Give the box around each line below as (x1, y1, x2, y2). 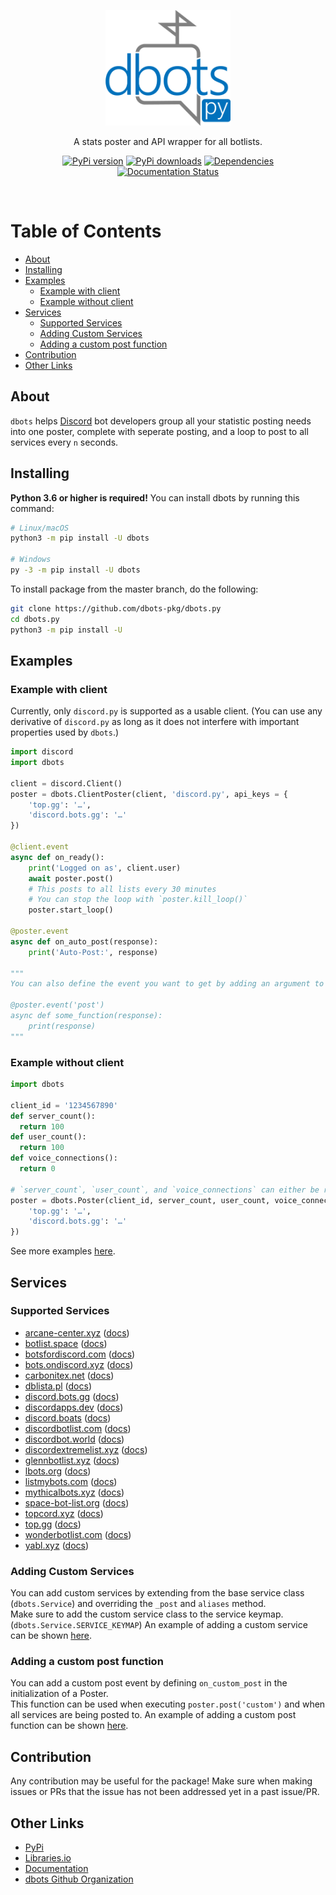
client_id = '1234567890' (10, 1100, 118, 1110)
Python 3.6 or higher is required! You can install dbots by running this (10, 491, 300, 504)
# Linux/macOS (10, 523, 70, 533)
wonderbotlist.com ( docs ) (24, 1528, 132, 1540)
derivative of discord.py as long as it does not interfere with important (10, 716, 300, 728)
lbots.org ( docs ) (24, 1465, 92, 1477)
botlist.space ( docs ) (24, 1337, 108, 1349)
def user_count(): (10, 1132, 87, 1142)
